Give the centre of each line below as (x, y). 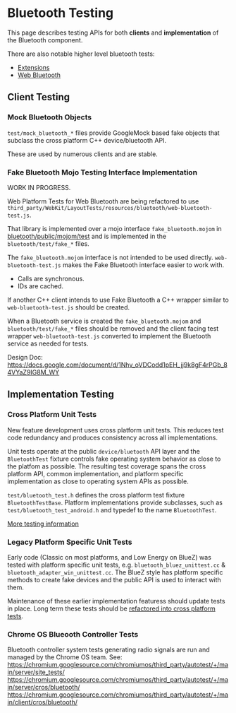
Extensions (33, 67)
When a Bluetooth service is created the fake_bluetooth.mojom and (104, 321)
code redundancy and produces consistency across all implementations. (113, 437)
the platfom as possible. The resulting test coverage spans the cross (107, 466)
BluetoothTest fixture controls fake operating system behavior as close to (114, 459)
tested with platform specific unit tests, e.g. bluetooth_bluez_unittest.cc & (116, 565)
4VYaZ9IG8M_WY (33, 372)
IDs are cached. (41, 286)
